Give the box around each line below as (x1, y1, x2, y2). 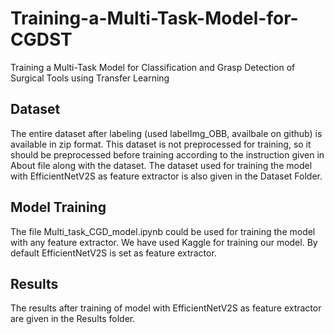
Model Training (10, 199, 107, 216)
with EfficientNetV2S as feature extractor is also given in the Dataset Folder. (10, 170, 323, 182)
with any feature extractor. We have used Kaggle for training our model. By (10, 236, 318, 248)
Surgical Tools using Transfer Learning (10, 72, 170, 84)
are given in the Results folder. (10, 313, 136, 325)
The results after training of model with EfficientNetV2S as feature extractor (10, 302, 322, 314)
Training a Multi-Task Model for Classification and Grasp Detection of (10, 61, 296, 73)
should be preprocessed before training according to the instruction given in (10, 148, 325, 161)
